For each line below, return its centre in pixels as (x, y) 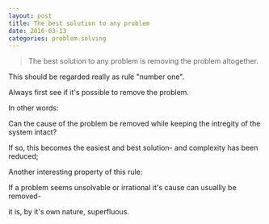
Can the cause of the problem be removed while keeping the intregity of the (134, 124)
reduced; (23, 156)
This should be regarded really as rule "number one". (97, 77)
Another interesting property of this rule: (76, 172)
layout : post (30, 16)
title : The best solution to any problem (79, 23)
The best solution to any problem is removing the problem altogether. (143, 61)
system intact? (33, 132)
